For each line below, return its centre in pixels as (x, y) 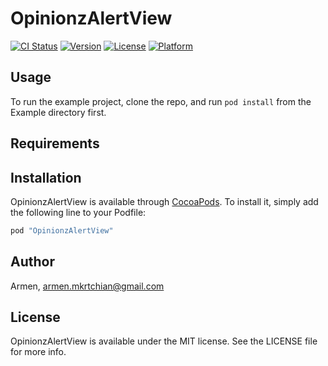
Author (32, 262)
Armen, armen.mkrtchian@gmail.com (87, 286)
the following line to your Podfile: (78, 212)
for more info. (38, 352)
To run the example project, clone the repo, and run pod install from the (161, 101)
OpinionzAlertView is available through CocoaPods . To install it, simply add (164, 201)
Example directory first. (58, 112)
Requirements (55, 143)
